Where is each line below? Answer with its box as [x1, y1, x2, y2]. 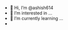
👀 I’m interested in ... [9, 10, 52, 16]
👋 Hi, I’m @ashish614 [9, 5, 53, 10]
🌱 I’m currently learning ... [9, 15, 63, 21]
